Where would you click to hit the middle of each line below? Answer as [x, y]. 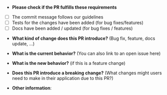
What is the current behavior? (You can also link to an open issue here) [86, 54]
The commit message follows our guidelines [58, 17]
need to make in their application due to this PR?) [63, 78]
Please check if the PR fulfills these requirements [64, 7]
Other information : [32, 88]
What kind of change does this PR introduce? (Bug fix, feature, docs [83, 38]
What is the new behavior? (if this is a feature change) [69, 63]
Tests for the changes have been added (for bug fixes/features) [78, 23]
